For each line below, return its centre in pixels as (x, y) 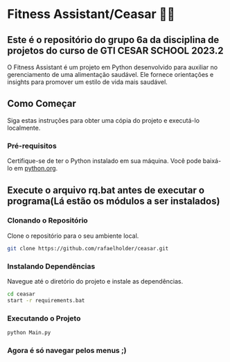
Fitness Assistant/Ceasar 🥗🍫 (91, 14)
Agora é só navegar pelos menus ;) (67, 350)
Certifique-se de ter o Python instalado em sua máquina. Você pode (104, 161)
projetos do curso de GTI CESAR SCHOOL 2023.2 (115, 50)
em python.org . (36, 169)
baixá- (212, 161)
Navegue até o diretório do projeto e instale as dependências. (95, 281)
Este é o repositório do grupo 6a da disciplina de (113, 40)
